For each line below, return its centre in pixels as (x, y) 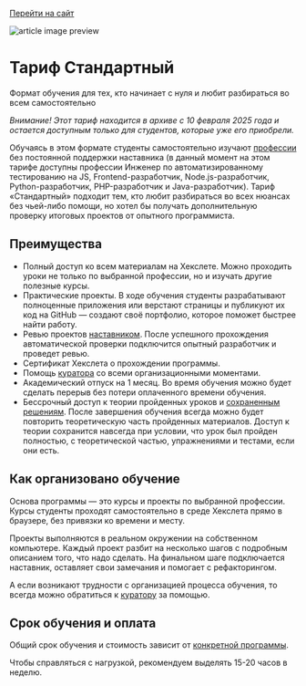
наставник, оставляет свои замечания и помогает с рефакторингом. (143, 567)
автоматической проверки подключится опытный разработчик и (149, 343)
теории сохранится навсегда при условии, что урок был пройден (150, 431)
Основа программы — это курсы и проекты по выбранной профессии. (148, 501)
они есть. (41, 450)
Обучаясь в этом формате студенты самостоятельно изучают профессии (153, 147)
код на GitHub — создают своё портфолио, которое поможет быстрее (159, 315)
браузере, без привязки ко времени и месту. (97, 520)
